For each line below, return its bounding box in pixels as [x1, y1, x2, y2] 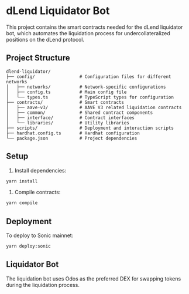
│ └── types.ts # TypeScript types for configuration [6, 94, 174, 100]
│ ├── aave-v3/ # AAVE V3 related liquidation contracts [6, 104, 182, 110]
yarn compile [6, 200, 38, 206]
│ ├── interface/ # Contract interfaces [6, 114, 135, 121]
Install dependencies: [14, 167, 67, 174]
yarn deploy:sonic [6, 244, 51, 249]
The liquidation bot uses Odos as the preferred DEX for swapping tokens [6, 275, 181, 282]
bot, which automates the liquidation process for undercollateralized [6, 29, 171, 36]
